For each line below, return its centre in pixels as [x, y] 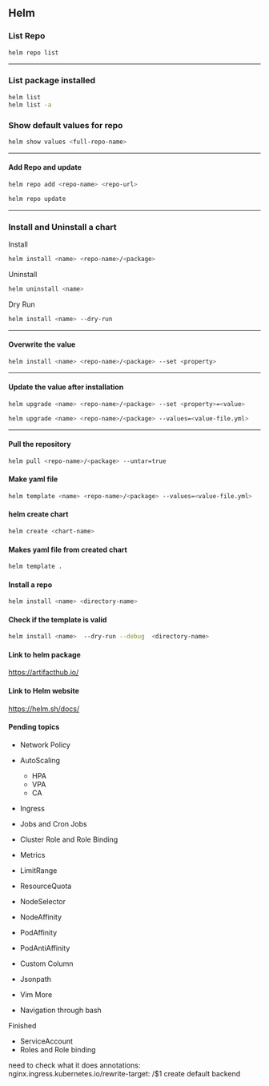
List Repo [27, 36]
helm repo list [34, 52]
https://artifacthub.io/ [44, 673]
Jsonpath [36, 979]
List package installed [52, 81]
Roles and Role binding [58, 1049]
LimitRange [38, 870]
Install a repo [30, 585]
